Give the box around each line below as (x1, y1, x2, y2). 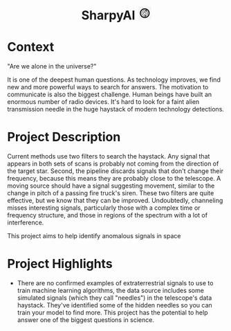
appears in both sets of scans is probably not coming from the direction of (7, 159, 219, 168)
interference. (7, 218, 44, 227)
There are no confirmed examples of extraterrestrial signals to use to (17, 279, 214, 287)
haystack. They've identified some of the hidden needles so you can (17, 301, 212, 309)
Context (7, 39, 55, 55)
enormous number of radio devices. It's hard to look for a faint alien (7, 98, 200, 106)
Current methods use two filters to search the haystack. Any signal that (7, 152, 210, 161)
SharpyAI (81, 8, 136, 24)
